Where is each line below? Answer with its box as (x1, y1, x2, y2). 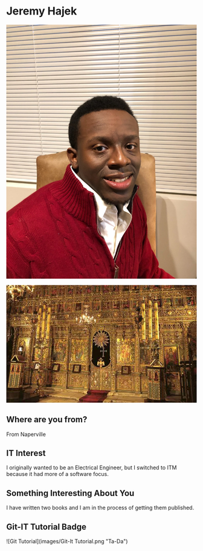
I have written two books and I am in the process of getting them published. (6, 504, 195, 512)
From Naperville (6, 431, 47, 438)
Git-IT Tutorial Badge (6, 521, 86, 532)
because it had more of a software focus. (6, 471, 109, 478)
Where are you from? (6, 414, 88, 425)
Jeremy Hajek (6, 4, 77, 18)
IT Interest (6, 448, 46, 458)
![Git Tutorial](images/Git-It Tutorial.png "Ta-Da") (6, 537, 128, 545)
